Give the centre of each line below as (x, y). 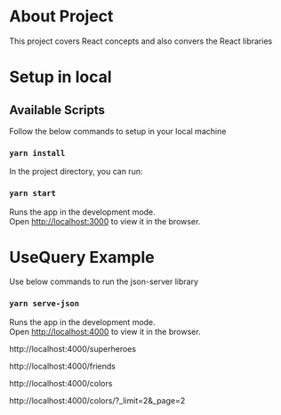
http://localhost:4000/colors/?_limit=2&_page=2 (97, 400)
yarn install (37, 153)
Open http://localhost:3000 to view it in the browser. (105, 221)
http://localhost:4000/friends (62, 366)
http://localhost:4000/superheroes (72, 348)
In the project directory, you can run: (76, 172)
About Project (61, 16)
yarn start (32, 194)
